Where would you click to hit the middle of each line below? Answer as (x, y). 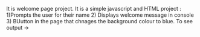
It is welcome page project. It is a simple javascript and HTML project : (94, 9)
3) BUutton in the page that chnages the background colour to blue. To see (100, 21)
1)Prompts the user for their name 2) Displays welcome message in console (100, 15)
